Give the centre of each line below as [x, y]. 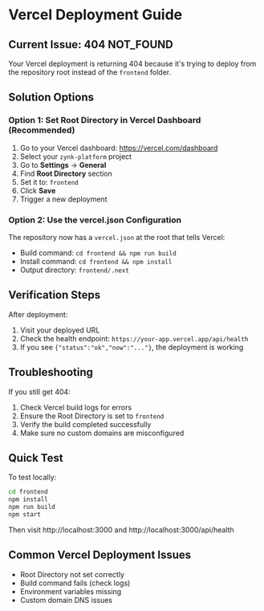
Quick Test [36, 458]
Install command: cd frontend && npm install [96, 261]
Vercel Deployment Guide [95, 15]
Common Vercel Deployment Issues [100, 555]
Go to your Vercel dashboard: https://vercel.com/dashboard [119, 148]
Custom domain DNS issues [66, 600]
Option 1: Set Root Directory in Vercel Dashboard [105, 120]
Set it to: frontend [49, 181]
